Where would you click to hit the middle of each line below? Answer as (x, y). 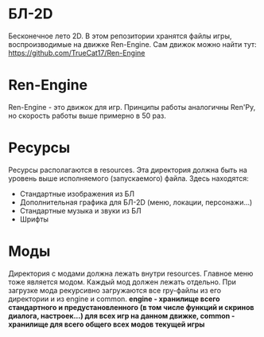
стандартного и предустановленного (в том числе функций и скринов (131, 307)
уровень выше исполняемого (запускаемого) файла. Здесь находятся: (128, 178)
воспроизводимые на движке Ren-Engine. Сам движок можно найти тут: (132, 44)
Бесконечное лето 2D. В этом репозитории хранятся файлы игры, (120, 36)
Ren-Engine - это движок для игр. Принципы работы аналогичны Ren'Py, (132, 107)
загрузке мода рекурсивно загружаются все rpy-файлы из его (115, 290)
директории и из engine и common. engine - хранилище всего (114, 299)
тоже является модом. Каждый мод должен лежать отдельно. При (122, 282)
